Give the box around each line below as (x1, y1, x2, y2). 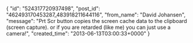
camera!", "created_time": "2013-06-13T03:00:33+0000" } (6, 30, 150, 37)
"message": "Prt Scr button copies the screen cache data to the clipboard (6, 18, 188, 24)
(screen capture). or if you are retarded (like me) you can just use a (6, 24, 171, 31)
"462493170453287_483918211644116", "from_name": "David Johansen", (6, 11, 186, 18)
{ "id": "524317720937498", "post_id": (6, 5, 100, 12)
